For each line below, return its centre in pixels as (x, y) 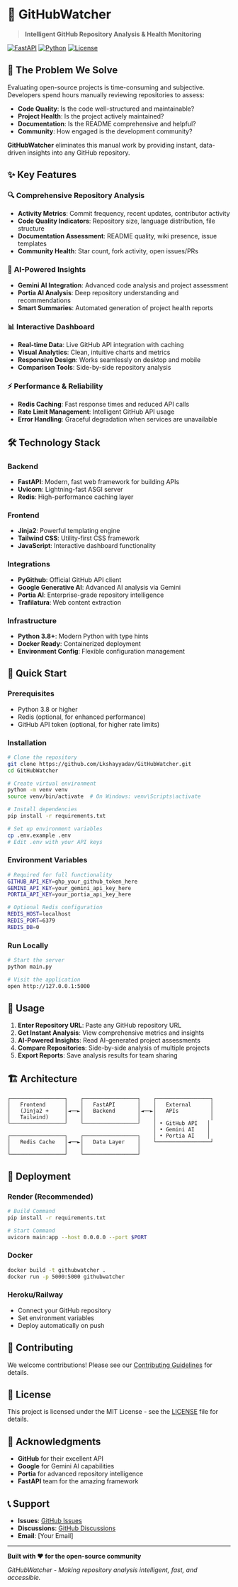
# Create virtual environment (52, 784)
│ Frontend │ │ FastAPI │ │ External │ (110, 1105)
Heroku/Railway (35, 1295)
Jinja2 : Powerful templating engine (69, 531)
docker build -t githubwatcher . (57, 1270)
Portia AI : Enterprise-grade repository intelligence (91, 595)
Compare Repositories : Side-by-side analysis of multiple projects (114, 1048)
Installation (27, 742)
